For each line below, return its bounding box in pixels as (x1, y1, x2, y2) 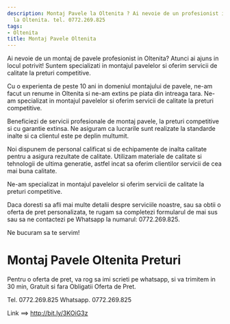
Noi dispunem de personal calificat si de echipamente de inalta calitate (7, 145, 207, 153)
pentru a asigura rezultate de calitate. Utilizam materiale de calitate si (7, 152, 202, 161)
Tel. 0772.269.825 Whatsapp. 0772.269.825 (7, 296, 132, 304)
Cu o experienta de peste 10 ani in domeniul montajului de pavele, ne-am (7, 82, 213, 90)
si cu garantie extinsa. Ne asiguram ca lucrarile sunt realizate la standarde (7, 125, 216, 133)
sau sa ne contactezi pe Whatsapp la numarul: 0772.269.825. (7, 215, 180, 223)
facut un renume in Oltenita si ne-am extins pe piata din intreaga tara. (7, 90, 203, 98)
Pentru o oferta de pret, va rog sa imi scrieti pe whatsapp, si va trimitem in (7, 275, 216, 284)
